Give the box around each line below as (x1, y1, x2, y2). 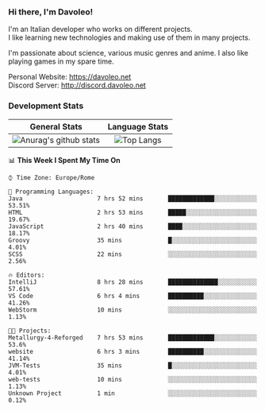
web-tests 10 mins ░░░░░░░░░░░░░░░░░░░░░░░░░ (8, 375, 258, 383)
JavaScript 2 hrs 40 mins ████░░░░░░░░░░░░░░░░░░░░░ (8, 222, 258, 231)
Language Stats (107, 121, 169, 132)
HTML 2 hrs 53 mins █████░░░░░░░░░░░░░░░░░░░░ (8, 208, 258, 216)
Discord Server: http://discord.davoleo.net (8, 80, 147, 90)
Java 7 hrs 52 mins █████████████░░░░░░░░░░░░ (8, 194, 258, 203)
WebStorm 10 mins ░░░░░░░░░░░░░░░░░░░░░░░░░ (8, 305, 258, 314)
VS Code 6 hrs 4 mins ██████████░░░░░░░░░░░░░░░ (8, 292, 258, 300)
